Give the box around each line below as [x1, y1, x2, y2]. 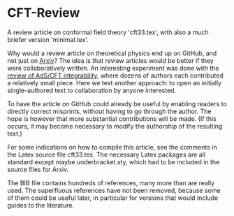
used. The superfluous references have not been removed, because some [7, 186, 221, 194]
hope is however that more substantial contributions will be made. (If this [7, 114, 217, 123]
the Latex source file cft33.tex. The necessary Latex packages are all [7, 150, 206, 159]
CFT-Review [7, 5, 80, 21]
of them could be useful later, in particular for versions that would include [7, 194, 219, 202]
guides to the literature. [7, 201, 75, 209]
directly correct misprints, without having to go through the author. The [7, 107, 212, 115]
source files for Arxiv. [7, 165, 69, 173]
